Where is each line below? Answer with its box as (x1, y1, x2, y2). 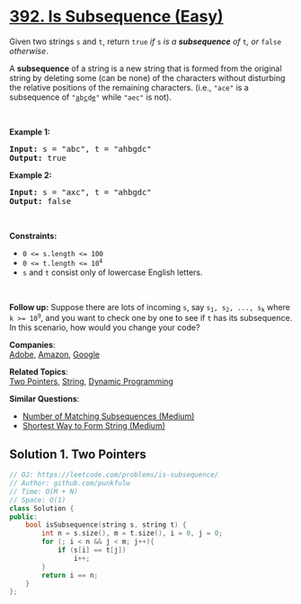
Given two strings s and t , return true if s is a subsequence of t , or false (9, 36, 281, 47)
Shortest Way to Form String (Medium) (22, 421, 166, 431)
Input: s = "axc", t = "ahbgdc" (9, 187, 152, 197)
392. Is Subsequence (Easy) (9, 6, 224, 27)
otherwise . (9, 45, 49, 56)
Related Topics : (9, 367, 69, 377)
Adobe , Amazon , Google (9, 349, 101, 360)
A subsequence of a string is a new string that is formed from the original (9, 63, 282, 74)
